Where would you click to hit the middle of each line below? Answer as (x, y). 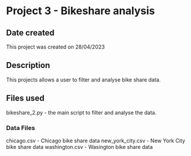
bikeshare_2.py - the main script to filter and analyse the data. (81, 112)
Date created (30, 33)
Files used (25, 98)
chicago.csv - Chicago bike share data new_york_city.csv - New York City (96, 141)
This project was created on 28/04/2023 (55, 47)
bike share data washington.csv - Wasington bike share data (80, 147)
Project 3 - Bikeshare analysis (80, 11)
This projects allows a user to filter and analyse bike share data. (83, 79)
